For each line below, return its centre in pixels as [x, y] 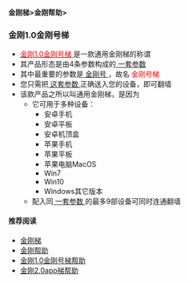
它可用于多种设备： [64, 103]
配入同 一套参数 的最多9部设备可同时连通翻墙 [107, 201]
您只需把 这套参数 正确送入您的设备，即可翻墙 [96, 83]
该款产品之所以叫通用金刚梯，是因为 [80, 94]
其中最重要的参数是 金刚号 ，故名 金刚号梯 [90, 74]
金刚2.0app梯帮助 [49, 271]
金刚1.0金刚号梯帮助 [53, 261]
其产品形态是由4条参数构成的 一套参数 [83, 63]
